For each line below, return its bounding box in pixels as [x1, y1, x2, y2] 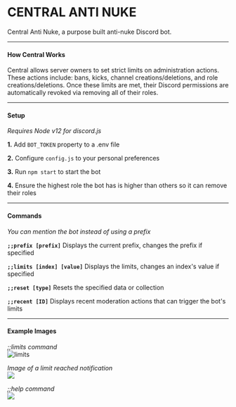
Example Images [7, 327, 57, 335]
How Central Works [7, 50, 65, 58]
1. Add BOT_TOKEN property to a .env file [7, 140, 120, 149]
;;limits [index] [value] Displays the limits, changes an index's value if [7, 262, 220, 270]
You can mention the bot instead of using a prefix [7, 227, 151, 236]
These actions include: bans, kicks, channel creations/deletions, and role [7, 73, 218, 82]
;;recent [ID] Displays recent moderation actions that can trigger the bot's [7, 296, 226, 305]
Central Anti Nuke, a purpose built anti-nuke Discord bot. [7, 27, 172, 36]
